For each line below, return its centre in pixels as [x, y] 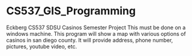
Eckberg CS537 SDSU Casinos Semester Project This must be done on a [96, 27]
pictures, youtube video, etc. [42, 46]
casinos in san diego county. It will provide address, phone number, [90, 40]
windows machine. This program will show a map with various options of [96, 33]
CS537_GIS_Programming [71, 11]
